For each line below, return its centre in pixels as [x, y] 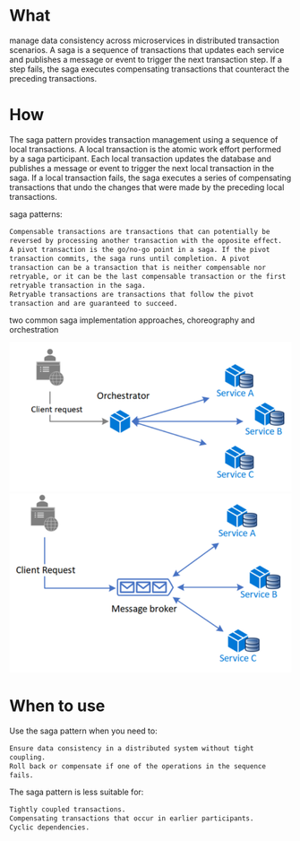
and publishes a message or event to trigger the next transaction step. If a [146, 59]
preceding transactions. [53, 78]
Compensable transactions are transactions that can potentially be [140, 231]
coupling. [28, 757]
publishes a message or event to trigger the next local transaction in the [142, 168]
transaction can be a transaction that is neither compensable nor [138, 267]
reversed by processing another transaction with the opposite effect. [146, 240]
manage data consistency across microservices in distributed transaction [145, 40]
